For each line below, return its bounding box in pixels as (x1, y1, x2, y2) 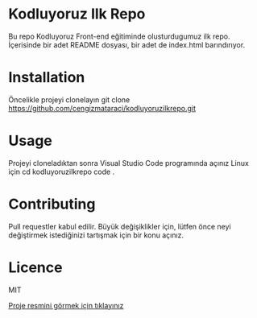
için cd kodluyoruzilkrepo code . (8, 167, 115, 176)
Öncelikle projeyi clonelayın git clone (8, 94, 131, 105)
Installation (8, 68, 85, 87)
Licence (8, 258, 63, 276)
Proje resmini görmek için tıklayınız (8, 300, 124, 310)
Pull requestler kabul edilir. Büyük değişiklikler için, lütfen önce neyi (8, 221, 231, 231)
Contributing (8, 195, 96, 213)
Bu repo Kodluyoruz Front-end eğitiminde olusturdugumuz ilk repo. (8, 31, 231, 41)
